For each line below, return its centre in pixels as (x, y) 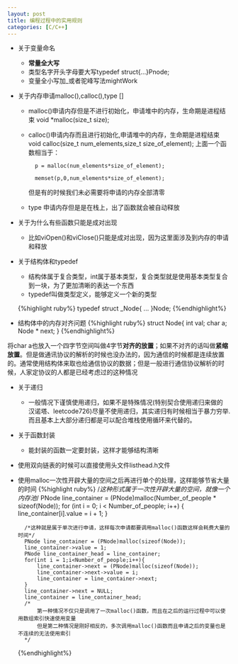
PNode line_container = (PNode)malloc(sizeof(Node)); (105, 542)
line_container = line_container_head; (83, 597)
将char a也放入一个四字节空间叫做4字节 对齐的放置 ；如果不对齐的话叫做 (112, 346)
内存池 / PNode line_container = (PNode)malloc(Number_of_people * (117, 498)
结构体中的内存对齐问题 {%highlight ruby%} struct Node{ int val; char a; (122, 323)
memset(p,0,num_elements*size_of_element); (100, 179)
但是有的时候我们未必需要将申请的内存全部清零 (96, 193)
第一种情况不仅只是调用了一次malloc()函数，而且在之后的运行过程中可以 (129, 611)
